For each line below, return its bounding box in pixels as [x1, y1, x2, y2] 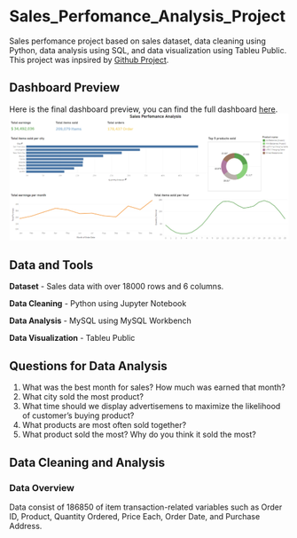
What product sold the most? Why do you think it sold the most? [21, 429, 257, 440]
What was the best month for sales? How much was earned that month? [21, 382, 285, 392]
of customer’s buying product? [21, 410, 135, 421]
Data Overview [9, 481, 75, 494]
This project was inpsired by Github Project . [9, 54, 169, 65]
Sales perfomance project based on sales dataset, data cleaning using [9, 36, 266, 46]
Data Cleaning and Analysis [9, 455, 166, 470]
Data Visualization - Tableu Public [9, 333, 136, 344]
